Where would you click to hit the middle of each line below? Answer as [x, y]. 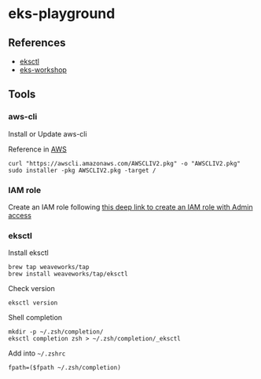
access [20, 215]
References [37, 43]
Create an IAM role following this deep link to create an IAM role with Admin [130, 207]
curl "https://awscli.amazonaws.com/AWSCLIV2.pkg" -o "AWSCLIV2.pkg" [125, 163]
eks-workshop [43, 70]
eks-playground [62, 14]
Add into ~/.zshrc [37, 353]
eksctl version [33, 303]
